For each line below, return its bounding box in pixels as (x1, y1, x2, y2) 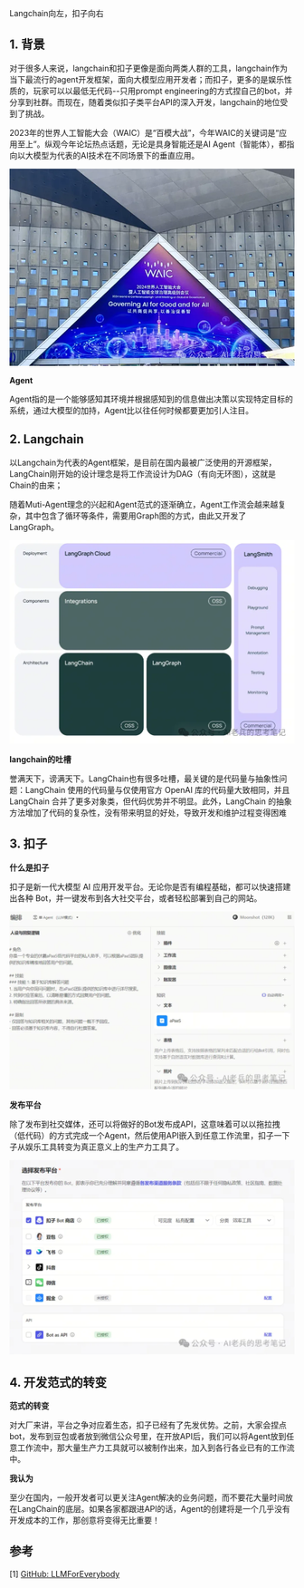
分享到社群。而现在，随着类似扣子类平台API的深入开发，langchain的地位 (9, 96, 280, 107)
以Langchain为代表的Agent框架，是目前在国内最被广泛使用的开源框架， (9, 457, 277, 468)
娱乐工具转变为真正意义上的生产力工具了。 (24, 1141, 184, 1152)
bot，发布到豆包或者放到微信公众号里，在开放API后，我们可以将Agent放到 (9, 1431, 287, 1441)
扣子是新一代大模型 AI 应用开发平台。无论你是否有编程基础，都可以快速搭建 (9, 881, 291, 892)
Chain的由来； (9, 479, 63, 490)
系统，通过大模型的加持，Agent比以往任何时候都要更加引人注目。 (9, 405, 254, 416)
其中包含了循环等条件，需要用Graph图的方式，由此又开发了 (24, 510, 247, 521)
